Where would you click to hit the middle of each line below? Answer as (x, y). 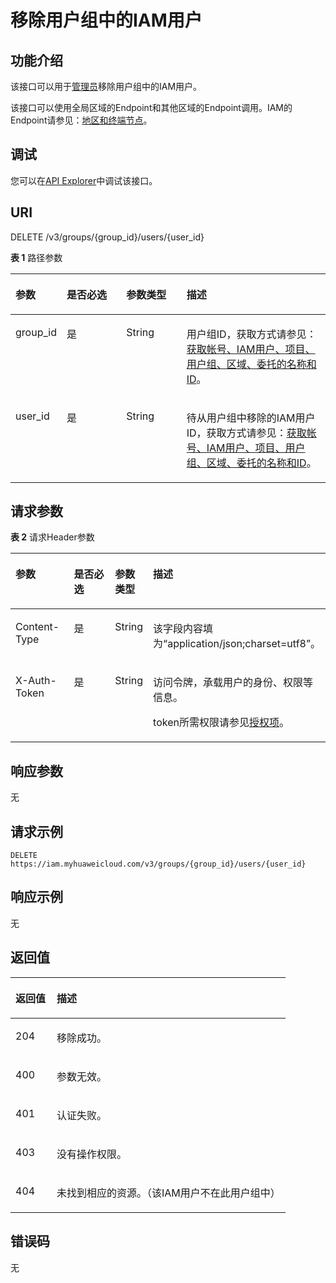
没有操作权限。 (91, 1154)
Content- (37, 627)
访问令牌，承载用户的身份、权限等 (233, 683)
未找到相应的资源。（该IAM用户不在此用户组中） (168, 1193)
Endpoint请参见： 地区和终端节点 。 (81, 120)
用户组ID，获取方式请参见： (251, 334)
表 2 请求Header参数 (52, 537)
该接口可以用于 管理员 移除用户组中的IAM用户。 (106, 86)
